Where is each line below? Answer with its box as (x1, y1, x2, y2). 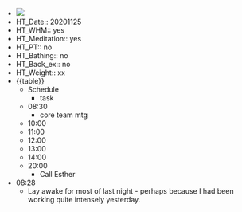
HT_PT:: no (15, 42, 53, 52)
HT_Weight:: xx (15, 68, 66, 77)
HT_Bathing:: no (15, 51, 69, 60)
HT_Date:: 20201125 (15, 17, 82, 26)
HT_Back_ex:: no (15, 60, 71, 69)
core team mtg (39, 110, 88, 120)
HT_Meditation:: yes (15, 34, 82, 43)
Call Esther (39, 170, 76, 179)
